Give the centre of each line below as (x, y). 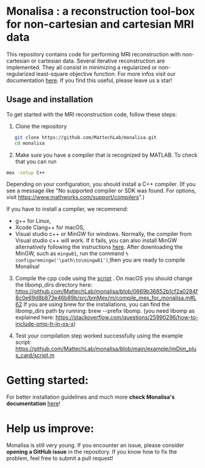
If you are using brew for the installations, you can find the (97, 304)
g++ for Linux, (33, 221)
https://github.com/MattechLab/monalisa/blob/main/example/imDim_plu (106, 349)
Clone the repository (41, 126)
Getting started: (48, 380)
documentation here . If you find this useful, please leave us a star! (89, 80)
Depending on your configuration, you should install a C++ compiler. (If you (101, 184)
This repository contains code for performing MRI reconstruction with (94, 54)
